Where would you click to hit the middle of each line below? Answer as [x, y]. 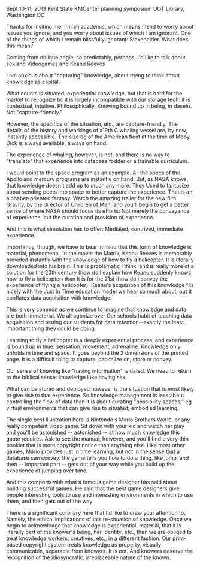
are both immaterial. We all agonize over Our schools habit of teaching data [99, 316]
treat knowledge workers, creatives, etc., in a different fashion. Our [89, 538]
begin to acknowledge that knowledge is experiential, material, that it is [94, 526]
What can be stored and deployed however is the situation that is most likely [100, 389]
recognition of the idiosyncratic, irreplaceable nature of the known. [89, 557]
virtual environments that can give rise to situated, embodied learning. [93, 408]
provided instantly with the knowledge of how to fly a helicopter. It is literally [100, 260]
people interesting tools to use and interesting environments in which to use [100, 495]
